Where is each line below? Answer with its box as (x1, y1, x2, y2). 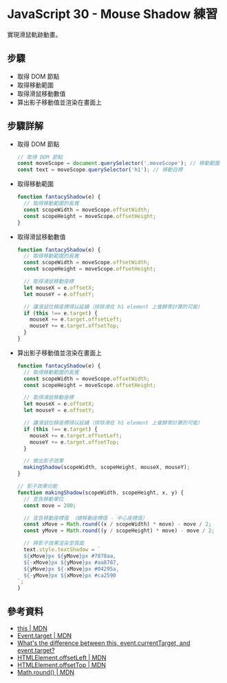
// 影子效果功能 (17, 483, 58, 490)
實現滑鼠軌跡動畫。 (7, 30, 62, 39)
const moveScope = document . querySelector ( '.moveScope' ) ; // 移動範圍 (17, 160, 220, 167)
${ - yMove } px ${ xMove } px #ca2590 (23, 572, 116, 579)
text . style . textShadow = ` (23, 546, 101, 553)
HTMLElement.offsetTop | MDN (17, 661, 107, 669)
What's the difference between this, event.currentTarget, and (17, 639, 191, 647)
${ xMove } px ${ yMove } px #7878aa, (23, 553, 116, 560)
